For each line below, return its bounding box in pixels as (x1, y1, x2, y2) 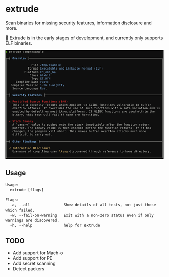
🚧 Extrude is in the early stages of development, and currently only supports (5, 35, 163, 41)
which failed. (5, 207, 35, 213)
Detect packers (12, 266, 44, 272)
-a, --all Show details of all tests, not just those (10, 202, 156, 208)
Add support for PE (12, 255, 53, 261)
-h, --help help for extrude (10, 223, 100, 228)
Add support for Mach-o (12, 250, 63, 256)
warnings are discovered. (5, 218, 59, 223)
